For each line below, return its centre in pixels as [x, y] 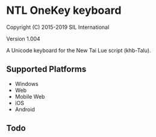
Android [25, 109]
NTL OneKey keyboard [64, 11]
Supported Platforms [46, 69]
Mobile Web [30, 96]
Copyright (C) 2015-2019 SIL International [58, 27]
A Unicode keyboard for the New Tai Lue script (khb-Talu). [79, 50]
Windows [27, 84]
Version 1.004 [23, 38]
